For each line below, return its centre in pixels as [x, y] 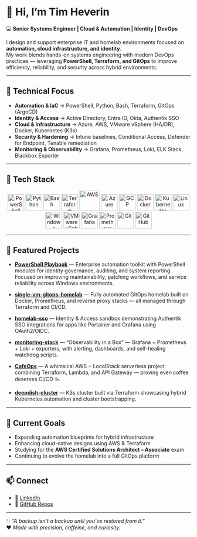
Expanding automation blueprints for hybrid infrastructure [84, 437]
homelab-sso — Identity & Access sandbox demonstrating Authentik [98, 318]
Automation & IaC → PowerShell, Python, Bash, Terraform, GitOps [94, 105]
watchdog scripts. [36, 355]
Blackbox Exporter [37, 155]
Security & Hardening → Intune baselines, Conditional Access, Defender [102, 136]
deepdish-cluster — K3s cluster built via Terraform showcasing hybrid [100, 393]
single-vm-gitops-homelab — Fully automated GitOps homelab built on [101, 295]
